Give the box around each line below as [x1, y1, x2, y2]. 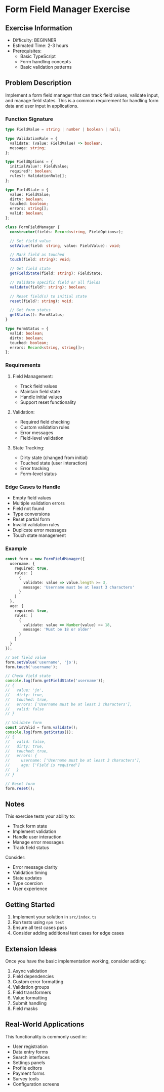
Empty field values [12, 494, 52, 500]
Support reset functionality [20, 399, 76, 405]
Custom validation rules [20, 424, 70, 430]
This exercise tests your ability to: [5, 813, 75, 819]
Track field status [12, 845, 49, 851]
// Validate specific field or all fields [10, 280, 101, 285]
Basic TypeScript [20, 53, 56, 59]
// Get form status [10, 308, 51, 313]
